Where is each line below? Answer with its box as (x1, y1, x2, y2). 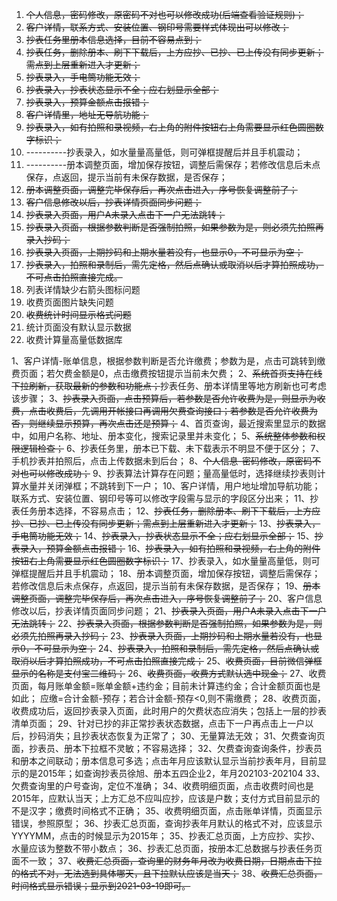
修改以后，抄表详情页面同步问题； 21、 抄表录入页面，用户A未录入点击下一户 (11, 605, 327, 617)
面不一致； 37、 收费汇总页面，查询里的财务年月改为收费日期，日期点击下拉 (11, 855, 323, 867)
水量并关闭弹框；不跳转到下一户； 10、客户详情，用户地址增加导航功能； (19, 480, 321, 492)
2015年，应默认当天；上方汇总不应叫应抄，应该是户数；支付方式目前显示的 (11, 793, 321, 804)
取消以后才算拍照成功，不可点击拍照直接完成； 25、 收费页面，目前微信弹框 (11, 655, 323, 667)
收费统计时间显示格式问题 (25, 309, 132, 320)
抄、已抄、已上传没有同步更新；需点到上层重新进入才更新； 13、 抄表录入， (11, 518, 321, 529)
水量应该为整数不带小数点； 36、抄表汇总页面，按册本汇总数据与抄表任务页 (11, 843, 323, 854)
